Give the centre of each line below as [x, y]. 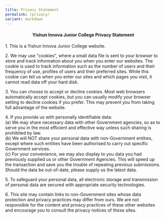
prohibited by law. [23, 133]
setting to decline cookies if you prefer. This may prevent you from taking [80, 102]
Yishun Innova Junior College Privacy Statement [83, 35]
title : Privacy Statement [32, 10]
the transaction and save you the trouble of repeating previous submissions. [83, 164]
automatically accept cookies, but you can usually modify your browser [78, 97]
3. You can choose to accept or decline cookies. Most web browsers [75, 91]
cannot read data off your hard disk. [42, 82]
